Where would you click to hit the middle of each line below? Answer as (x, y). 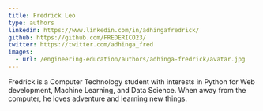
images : (21, 52)
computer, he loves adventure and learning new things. (98, 98)
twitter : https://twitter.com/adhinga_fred (81, 45)
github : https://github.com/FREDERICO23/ (77, 37)
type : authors (32, 23)
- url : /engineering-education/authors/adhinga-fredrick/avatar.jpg (130, 60)
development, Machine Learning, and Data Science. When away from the (127, 90)
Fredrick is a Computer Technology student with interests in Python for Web (131, 81)
